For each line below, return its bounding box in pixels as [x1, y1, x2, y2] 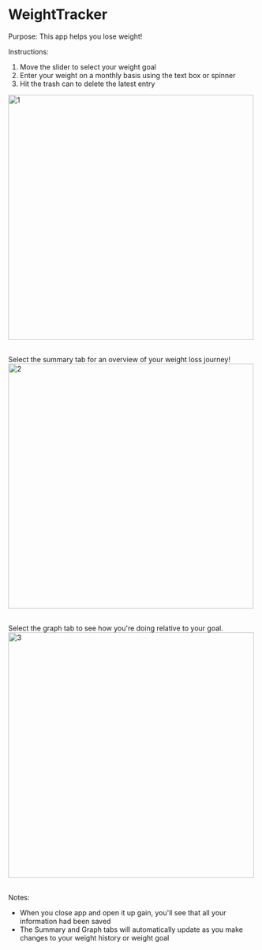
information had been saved [19, 916, 111, 926]
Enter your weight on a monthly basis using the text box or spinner [19, 70, 236, 80]
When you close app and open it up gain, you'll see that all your [19, 907, 226, 917]
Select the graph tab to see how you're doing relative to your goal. [8, 623, 223, 633]
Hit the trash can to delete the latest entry [19, 79, 155, 88]
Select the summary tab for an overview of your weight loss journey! [8, 354, 231, 364]
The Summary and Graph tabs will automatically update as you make [19, 925, 243, 934]
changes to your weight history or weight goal [19, 933, 170, 942]
